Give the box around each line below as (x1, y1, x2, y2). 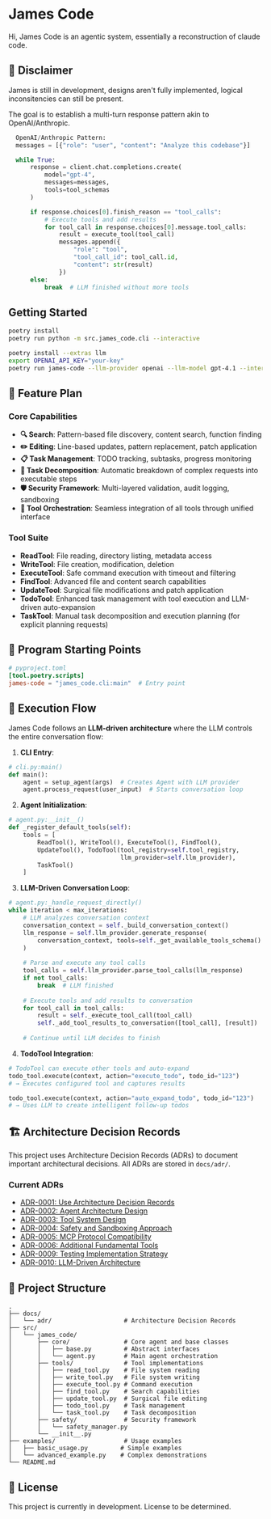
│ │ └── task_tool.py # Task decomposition (8, 1409, 197, 1417)
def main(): (8, 770, 48, 779)
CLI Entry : (19, 747, 55, 757)
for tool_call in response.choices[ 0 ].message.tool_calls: (44, 223, 248, 231)
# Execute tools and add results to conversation (23, 996, 194, 1005)
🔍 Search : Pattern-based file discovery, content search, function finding (19, 429, 262, 439)
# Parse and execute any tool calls (23, 959, 147, 967)
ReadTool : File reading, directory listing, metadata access (19, 551, 212, 561)
